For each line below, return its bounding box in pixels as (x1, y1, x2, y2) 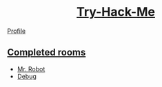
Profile (7, 27, 26, 35)
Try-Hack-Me (77, 4, 155, 20)
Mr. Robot (17, 64, 45, 73)
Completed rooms (7, 47, 86, 58)
